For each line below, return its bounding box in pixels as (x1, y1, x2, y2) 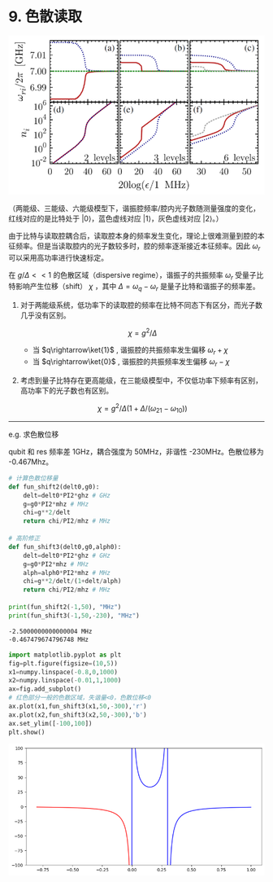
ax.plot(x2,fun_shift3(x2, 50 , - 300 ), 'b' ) (8, 710, 148, 719)
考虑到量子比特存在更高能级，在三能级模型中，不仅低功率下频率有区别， (19, 375, 262, 385)
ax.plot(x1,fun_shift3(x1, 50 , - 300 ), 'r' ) (8, 702, 148, 711)
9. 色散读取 (8, 7, 83, 26)
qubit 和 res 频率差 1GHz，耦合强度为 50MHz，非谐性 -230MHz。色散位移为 (8, 446, 264, 456)
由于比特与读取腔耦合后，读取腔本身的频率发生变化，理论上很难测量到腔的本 (8, 230, 265, 240)
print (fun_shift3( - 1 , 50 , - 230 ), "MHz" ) (8, 612, 140, 620)
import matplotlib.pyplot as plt (8, 651, 122, 659)
